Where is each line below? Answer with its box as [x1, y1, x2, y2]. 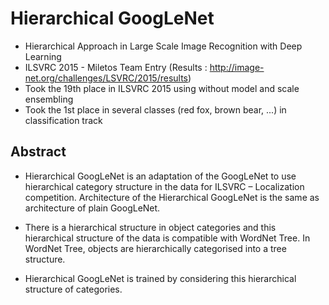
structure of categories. [24, 283, 123, 295]
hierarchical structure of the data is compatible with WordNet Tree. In [24, 232, 311, 244]
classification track [24, 114, 103, 126]
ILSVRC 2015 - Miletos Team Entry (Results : [24, 61, 208, 73]
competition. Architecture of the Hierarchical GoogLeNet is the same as [24, 191, 320, 203]
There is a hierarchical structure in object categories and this [24, 221, 277, 233]
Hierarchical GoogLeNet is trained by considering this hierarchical [24, 272, 297, 284]
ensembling [24, 93, 74, 105]
